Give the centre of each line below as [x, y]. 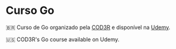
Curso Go [30, 11]
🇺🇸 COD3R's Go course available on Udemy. [63, 39]
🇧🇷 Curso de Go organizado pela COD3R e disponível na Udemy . [88, 27]
